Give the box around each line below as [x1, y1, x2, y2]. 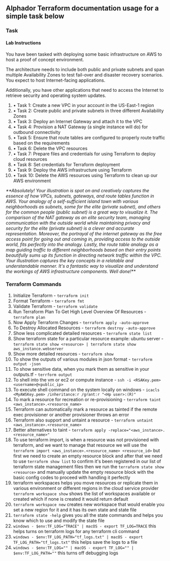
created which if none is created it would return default [13, 496, 128, 502]
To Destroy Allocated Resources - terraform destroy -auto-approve [13, 325, 156, 331]
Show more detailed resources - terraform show [13, 350, 114, 357]
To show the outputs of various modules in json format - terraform [13, 356, 153, 362]
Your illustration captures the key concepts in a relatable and [6, 257, 134, 263]
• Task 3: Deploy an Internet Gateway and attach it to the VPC [13, 118, 143, 124]
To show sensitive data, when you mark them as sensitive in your [13, 366, 149, 372]
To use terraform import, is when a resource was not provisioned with [13, 436, 159, 443]
